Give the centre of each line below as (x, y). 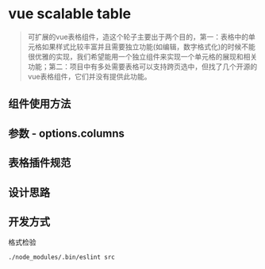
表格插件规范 (40, 163)
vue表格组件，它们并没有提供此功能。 (90, 76)
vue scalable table (70, 14)
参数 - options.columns (66, 133)
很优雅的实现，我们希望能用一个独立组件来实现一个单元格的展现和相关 (142, 56)
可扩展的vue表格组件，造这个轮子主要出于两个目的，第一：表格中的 (138, 37)
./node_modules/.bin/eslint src (61, 257)
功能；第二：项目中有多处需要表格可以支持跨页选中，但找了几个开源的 (142, 66)
